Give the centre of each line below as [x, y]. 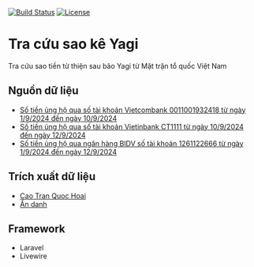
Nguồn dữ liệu [43, 91]
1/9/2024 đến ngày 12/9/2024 [68, 152]
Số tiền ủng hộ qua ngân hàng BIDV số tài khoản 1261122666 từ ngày [131, 143]
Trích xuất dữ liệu [52, 177]
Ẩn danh [33, 204]
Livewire [33, 256]
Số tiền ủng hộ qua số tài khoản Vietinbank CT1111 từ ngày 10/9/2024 [132, 126]
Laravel [32, 248]
